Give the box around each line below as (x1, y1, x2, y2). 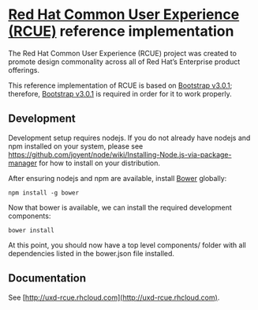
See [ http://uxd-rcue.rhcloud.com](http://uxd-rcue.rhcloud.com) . (8, 293, 220, 302)
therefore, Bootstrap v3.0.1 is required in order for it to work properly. (8, 89, 232, 98)
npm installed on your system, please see (8, 141, 144, 151)
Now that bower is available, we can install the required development (8, 202, 233, 212)
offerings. (8, 65, 40, 74)
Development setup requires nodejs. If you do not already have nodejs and (8, 133, 251, 142)
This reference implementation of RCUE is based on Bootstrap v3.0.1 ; (8, 81, 233, 90)
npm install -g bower (8, 188, 80, 197)
